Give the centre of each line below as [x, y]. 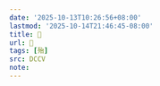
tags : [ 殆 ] [29, 51]
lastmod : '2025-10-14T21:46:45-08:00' [81, 26]
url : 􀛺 [21, 43]
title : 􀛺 [25, 34]
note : [19, 68]
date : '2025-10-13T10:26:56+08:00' [76, 17]
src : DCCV [28, 59]
